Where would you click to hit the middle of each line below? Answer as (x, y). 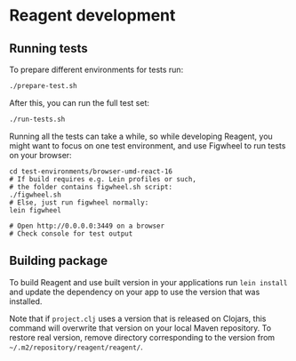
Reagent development (92, 16)
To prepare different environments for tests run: (96, 69)
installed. (26, 301)
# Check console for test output (71, 233)
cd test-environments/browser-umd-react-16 (91, 171)
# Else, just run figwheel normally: (79, 202)
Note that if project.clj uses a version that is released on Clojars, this (138, 318)
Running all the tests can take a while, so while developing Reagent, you (141, 136)
